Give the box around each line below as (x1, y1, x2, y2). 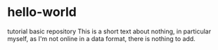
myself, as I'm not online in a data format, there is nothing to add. (7, 34, 195, 42)
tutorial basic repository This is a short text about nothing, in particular (7, 27, 212, 35)
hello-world (7, 4, 77, 20)
